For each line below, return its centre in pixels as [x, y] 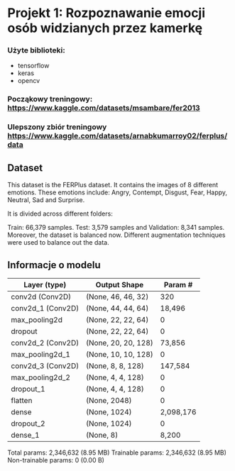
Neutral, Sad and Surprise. [46, 200]
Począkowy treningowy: [50, 99]
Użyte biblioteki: [36, 50]
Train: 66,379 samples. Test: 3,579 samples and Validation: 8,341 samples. [116, 228]
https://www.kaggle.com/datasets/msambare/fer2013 [104, 108]
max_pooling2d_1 [41, 354]
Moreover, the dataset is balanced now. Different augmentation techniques [116, 235]
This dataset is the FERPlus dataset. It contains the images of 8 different [113, 185]
